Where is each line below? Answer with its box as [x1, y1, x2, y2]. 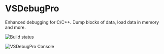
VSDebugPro [5, 3, 59, 14]
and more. [5, 24, 26, 30]
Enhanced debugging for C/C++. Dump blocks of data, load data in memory [5, 19, 159, 25]
